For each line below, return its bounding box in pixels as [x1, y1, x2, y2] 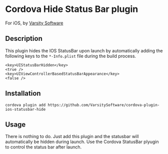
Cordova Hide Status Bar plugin [5, 3, 138, 15]
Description [5, 34, 42, 43]
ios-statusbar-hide [5, 107, 46, 112]
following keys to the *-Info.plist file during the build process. [5, 53, 136, 59]
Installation [5, 89, 41, 98]
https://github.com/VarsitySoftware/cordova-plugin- [47, 102, 160, 108]
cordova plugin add [5, 102, 46, 108]
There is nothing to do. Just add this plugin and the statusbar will [5, 134, 139, 140]
